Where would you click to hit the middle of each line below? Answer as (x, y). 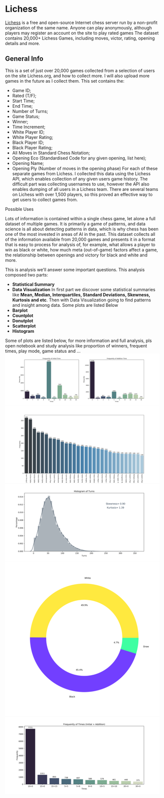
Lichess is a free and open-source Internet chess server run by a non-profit (81, 23)
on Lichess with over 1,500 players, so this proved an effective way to (82, 194)
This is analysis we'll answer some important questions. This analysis (75, 270)
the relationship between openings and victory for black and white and (76, 255)
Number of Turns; (30, 111)
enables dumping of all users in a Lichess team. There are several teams (85, 189)
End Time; (23, 106)
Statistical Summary (33, 284)
